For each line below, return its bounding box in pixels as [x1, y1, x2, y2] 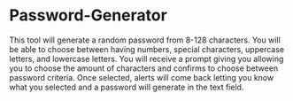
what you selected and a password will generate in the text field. [9, 82, 244, 92]
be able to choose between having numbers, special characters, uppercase [9, 43, 285, 54]
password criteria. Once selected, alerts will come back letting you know [9, 72, 274, 82]
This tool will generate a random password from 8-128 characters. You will [9, 35, 281, 45]
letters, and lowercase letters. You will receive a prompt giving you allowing [9, 53, 284, 64]
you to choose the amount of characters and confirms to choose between [9, 63, 279, 74]
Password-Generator [9, 5, 168, 26]
